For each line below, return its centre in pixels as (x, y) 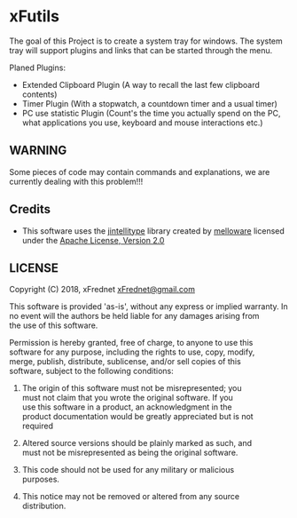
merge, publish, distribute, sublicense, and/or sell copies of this (125, 362)
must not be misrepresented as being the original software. (130, 453)
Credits (30, 209)
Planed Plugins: (38, 68)
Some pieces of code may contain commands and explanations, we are (140, 171)
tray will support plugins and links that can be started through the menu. (141, 50)
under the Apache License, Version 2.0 (93, 240)
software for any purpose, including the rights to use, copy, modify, (132, 352)
